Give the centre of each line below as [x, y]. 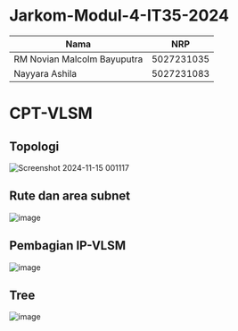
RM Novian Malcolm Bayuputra [78, 59]
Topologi [34, 146]
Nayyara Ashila [45, 73]
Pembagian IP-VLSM [68, 246]
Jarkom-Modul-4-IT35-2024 [119, 16]
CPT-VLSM [51, 114]
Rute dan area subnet [70, 196]
